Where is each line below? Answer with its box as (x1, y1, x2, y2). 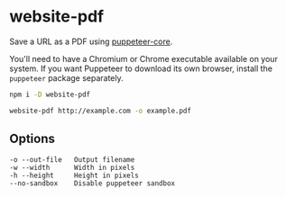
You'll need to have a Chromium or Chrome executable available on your (9, 53, 278, 64)
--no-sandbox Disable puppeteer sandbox (9, 178, 176, 188)
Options (9, 131, 56, 147)
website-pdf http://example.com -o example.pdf (9, 106, 192, 115)
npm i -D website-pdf (9, 90, 91, 99)
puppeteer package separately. (9, 72, 124, 83)
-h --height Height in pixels (9, 171, 140, 180)
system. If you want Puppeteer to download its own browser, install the (9, 63, 273, 74)
